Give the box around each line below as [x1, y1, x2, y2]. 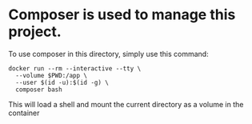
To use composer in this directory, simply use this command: [8, 49, 210, 58]
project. [8, 22, 62, 41]
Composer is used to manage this [8, 6, 236, 24]
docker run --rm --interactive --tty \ [8, 64, 142, 73]
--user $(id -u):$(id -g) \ [15, 78, 110, 86]
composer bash [15, 86, 62, 94]
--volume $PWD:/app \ [15, 71, 88, 79]
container [8, 108, 40, 118]
